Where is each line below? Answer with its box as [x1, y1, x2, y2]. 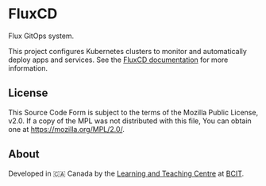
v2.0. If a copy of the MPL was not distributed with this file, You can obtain [8, 116, 252, 126]
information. [8, 63, 48, 72]
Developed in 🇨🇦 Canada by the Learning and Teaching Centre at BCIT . [8, 169, 245, 178]
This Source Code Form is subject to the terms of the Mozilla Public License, [8, 107, 259, 117]
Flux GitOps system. [8, 31, 75, 41]
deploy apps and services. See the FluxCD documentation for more [8, 55, 229, 64]
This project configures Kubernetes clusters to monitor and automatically [8, 46, 248, 56]
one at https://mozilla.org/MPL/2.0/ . [8, 124, 125, 134]
